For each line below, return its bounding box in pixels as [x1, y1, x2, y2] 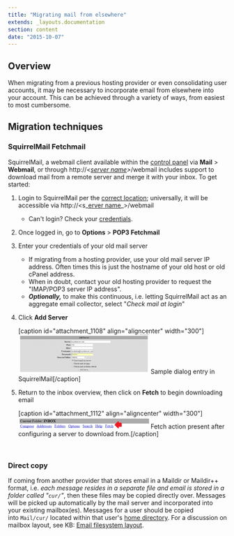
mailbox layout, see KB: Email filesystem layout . [8, 521, 144, 530]
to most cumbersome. [8, 101, 72, 110]
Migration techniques [8, 121, 104, 133]
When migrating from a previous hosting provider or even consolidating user [8, 79, 227, 87]
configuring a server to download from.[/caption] [17, 429, 159, 438]
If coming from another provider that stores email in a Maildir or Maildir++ [8, 477, 219, 485]
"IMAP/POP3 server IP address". [28, 285, 122, 293]
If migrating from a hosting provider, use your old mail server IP [28, 255, 210, 263]
